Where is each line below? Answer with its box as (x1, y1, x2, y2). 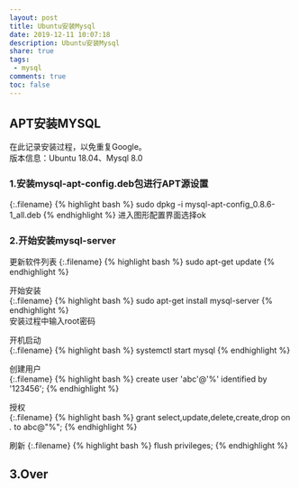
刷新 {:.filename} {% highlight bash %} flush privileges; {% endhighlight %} (9, 440, 288, 451)
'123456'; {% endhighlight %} (9, 383, 120, 394)
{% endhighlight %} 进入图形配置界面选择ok (42, 209, 207, 220)
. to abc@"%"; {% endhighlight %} (9, 421, 138, 433)
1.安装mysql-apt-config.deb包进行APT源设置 (9, 178, 209, 190)
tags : (9, 55, 30, 64)
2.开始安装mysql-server (9, 234, 117, 246)
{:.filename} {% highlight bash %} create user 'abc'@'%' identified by (9, 373, 267, 384)
